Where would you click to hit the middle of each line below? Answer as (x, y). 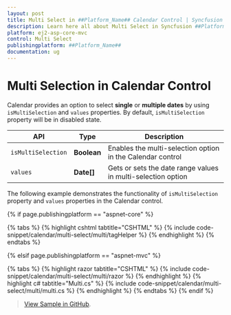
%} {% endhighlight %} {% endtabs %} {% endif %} (140, 290)
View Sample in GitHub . (57, 304)
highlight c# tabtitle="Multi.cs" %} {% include (72, 283)
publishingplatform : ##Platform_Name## (64, 45)
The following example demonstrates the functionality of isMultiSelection (113, 193)
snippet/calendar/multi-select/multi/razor (65, 276)
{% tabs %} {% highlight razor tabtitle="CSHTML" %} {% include (99, 268)
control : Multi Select (40, 39)
